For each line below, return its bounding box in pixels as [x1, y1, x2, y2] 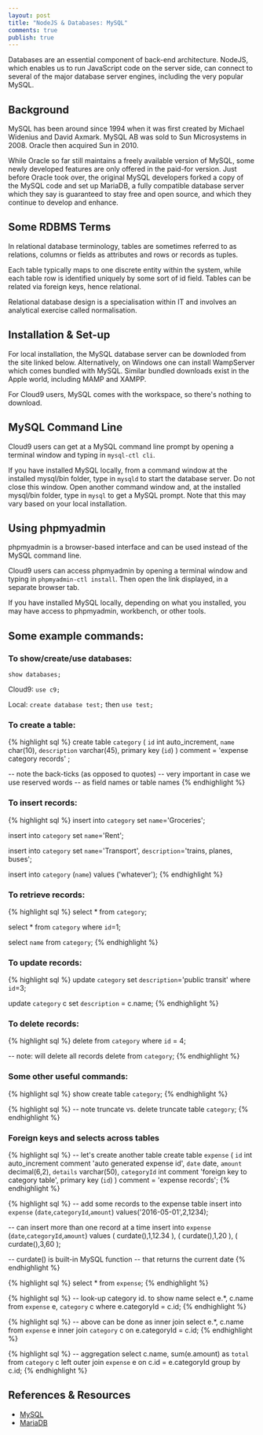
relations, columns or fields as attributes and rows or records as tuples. [8, 250, 239, 259]
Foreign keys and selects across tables [8, 1132, 159, 1143]
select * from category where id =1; [8, 922, 122, 932]
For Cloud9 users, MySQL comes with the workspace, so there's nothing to [8, 389, 251, 399]
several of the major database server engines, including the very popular [8, 72, 243, 81]
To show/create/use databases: [8, 653, 133, 664]
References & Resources [8, 1389, 131, 1402]
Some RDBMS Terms [8, 221, 111, 234]
